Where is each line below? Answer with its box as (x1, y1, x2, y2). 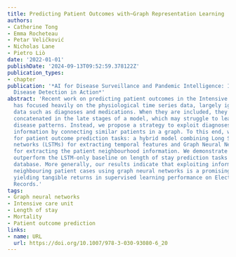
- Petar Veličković (7, 37, 65, 44)
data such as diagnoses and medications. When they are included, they (13, 108, 228, 115)
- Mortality (7, 213, 42, 220)
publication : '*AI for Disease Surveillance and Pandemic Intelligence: (7, 82, 225, 89)
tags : (7, 187, 23, 194)
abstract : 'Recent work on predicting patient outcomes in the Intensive (7, 96, 228, 103)
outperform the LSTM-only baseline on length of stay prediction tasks (13, 154, 228, 162)
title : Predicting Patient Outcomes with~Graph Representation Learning (7, 10, 225, 18)
